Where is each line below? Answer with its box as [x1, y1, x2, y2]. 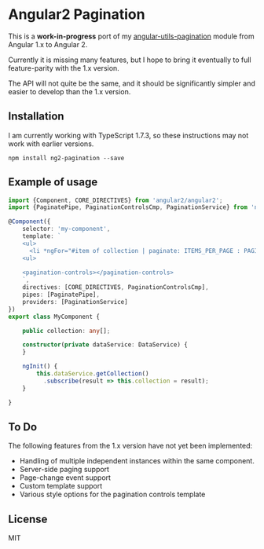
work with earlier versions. [8, 139, 94, 148]
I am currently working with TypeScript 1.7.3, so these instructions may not [8, 130, 249, 140]
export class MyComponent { [8, 313, 101, 320]
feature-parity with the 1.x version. [8, 63, 119, 72]
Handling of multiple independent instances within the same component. [19, 456, 255, 466]
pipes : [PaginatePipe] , [22, 291, 101, 299]
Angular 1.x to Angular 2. [8, 39, 88, 49]
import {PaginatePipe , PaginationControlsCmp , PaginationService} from [8, 203, 247, 211]
